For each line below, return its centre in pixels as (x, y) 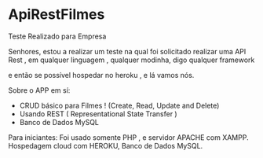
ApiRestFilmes (57, 15)
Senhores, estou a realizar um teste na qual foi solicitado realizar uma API (127, 51)
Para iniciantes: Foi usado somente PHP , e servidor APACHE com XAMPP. (128, 137)
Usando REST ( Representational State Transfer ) (99, 114)
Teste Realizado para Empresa (57, 36)
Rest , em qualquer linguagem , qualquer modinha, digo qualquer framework (131, 60)
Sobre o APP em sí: (39, 90)
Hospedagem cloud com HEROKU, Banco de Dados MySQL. (106, 145)
